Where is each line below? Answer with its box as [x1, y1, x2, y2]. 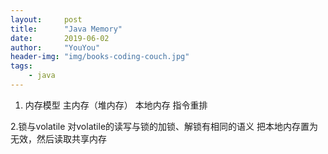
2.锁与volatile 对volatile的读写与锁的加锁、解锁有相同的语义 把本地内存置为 [10, 120, 318, 132]
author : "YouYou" [10, 42, 101, 53]
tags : [10, 61, 33, 71]
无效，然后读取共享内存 [10, 132, 107, 145]
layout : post [10, 14, 83, 25]
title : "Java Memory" [10, 24, 123, 34]
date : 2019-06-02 [10, 33, 110, 43]
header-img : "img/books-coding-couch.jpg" [10, 52, 190, 62]
